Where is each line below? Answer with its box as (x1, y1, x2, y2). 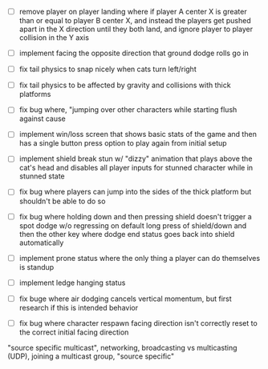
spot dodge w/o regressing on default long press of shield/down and (18, 220, 247, 231)
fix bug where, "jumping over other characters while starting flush (18, 105, 238, 114)
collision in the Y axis (18, 33, 90, 42)
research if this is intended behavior (18, 303, 138, 312)
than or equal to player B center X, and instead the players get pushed (18, 16, 252, 26)
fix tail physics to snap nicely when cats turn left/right (18, 64, 197, 74)
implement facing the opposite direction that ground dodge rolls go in (18, 48, 250, 58)
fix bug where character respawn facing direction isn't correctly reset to (18, 318, 258, 327)
